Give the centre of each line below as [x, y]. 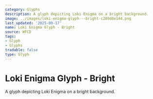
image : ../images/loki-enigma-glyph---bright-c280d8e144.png [68, 18]
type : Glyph [17, 54]
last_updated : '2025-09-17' [34, 23]
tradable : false [21, 50]
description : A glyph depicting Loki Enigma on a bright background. [77, 14]
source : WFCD [18, 32]
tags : [10, 37]
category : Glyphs [23, 9]
